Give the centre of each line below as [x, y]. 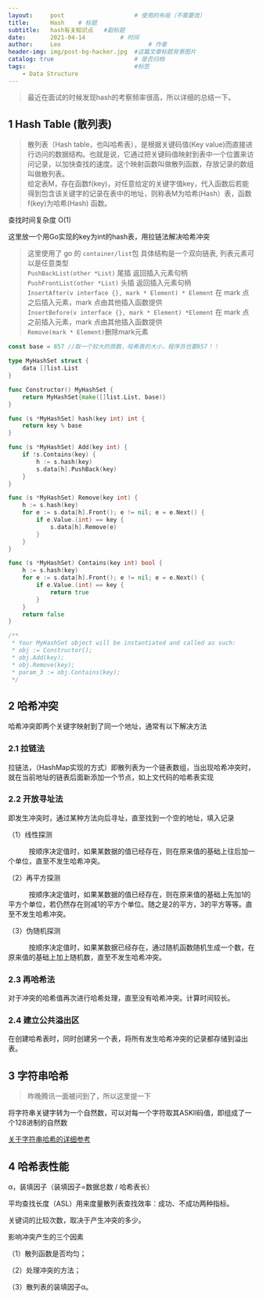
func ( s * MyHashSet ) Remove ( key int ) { [73, 498]
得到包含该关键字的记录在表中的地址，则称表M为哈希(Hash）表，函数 [139, 194]
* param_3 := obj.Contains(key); [66, 672]
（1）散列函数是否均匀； [47, 1253]
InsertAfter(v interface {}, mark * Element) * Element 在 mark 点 [138, 293]
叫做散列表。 [48, 174]
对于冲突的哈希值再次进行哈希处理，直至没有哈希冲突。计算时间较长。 [121, 998]
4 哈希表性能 [39, 1166]
